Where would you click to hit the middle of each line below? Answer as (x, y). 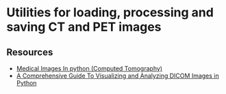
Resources (30, 52)
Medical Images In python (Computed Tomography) (89, 68)
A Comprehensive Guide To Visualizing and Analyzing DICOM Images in (118, 76)
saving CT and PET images (84, 27)
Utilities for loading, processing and (110, 13)
